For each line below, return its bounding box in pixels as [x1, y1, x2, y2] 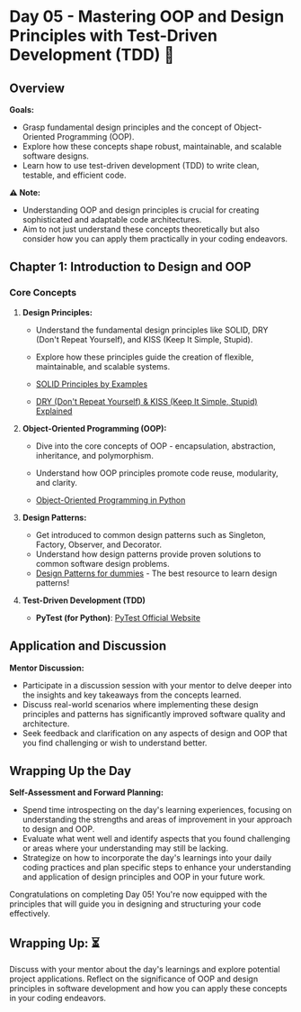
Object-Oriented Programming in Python [35, 494, 186, 506]
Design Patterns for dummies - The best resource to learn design [35, 568, 278, 579]
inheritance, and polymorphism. [35, 450, 155, 460]
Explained [35, 406, 73, 416]
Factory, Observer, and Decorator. [35, 539, 163, 550]
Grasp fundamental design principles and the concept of [22, 122, 232, 132]
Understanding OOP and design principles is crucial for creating [22, 205, 260, 215]
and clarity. [35, 477, 78, 488]
